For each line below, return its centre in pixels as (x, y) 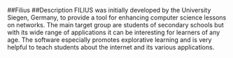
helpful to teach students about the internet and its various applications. (111, 47)
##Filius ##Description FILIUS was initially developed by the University (109, 10)
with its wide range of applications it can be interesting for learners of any (114, 32)
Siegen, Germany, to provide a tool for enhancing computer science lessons (117, 17)
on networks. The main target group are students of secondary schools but (115, 25)
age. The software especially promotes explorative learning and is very (110, 40)
